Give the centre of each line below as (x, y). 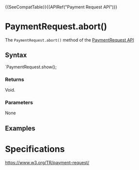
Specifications (35, 149)
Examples (20, 128)
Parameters (19, 102)
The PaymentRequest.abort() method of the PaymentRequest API (69, 40)
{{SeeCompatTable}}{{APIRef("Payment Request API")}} (61, 7)
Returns (15, 79)
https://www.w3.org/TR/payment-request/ (47, 162)
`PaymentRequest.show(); (31, 67)
